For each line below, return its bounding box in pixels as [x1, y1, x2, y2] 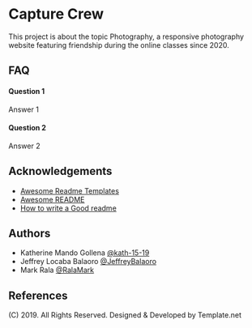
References [8, 288, 68, 302]
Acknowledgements [8, 164, 113, 178]
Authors [8, 226, 51, 240]
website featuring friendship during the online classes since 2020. [8, 40, 229, 49]
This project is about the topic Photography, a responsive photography [8, 32, 245, 41]
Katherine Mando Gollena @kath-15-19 [19, 248, 150, 258]
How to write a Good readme [19, 203, 117, 213]
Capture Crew [8, 5, 104, 23]
